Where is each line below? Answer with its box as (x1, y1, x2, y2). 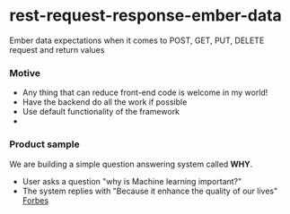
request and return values (9, 44, 105, 55)
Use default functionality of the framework (22, 107, 180, 117)
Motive (9, 66, 40, 79)
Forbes (22, 194, 49, 206)
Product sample (9, 138, 80, 150)
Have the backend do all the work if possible (22, 97, 188, 107)
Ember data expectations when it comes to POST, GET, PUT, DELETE (9, 35, 265, 46)
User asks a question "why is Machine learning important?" (22, 175, 242, 186)
